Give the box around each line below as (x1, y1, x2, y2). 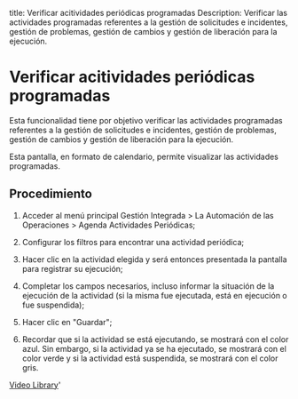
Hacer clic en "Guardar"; (21, 316, 113, 327)
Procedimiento (9, 187, 93, 202)
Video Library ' (9, 379, 61, 390)
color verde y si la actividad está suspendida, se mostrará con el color (21, 353, 278, 363)
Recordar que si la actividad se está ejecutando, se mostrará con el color (21, 333, 289, 345)
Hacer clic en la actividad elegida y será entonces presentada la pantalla (21, 253, 287, 265)
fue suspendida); (21, 299, 85, 310)
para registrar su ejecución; (21, 263, 123, 274)
